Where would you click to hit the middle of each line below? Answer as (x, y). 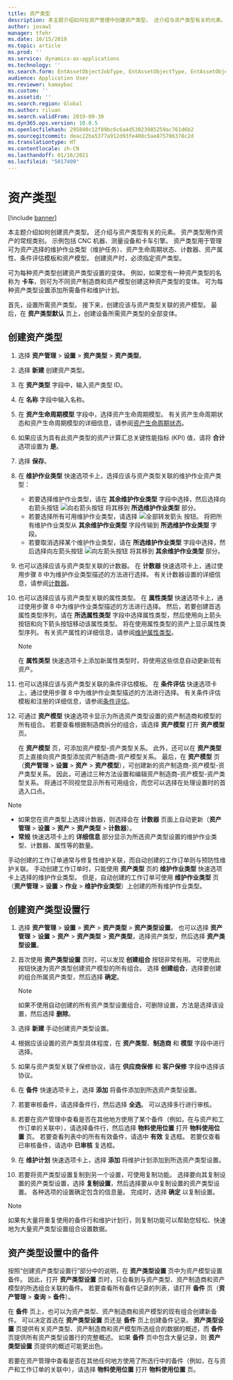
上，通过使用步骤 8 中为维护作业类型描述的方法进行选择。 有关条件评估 (119, 692)
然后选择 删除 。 (52, 1014)
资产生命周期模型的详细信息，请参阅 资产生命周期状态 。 (109, 422)
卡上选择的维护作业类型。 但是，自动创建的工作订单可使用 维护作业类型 (110, 877)
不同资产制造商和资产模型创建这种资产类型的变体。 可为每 (140, 281)
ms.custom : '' (28, 91)
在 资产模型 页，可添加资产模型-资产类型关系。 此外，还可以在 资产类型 (120, 748)
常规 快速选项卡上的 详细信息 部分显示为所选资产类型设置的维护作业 (114, 836)
